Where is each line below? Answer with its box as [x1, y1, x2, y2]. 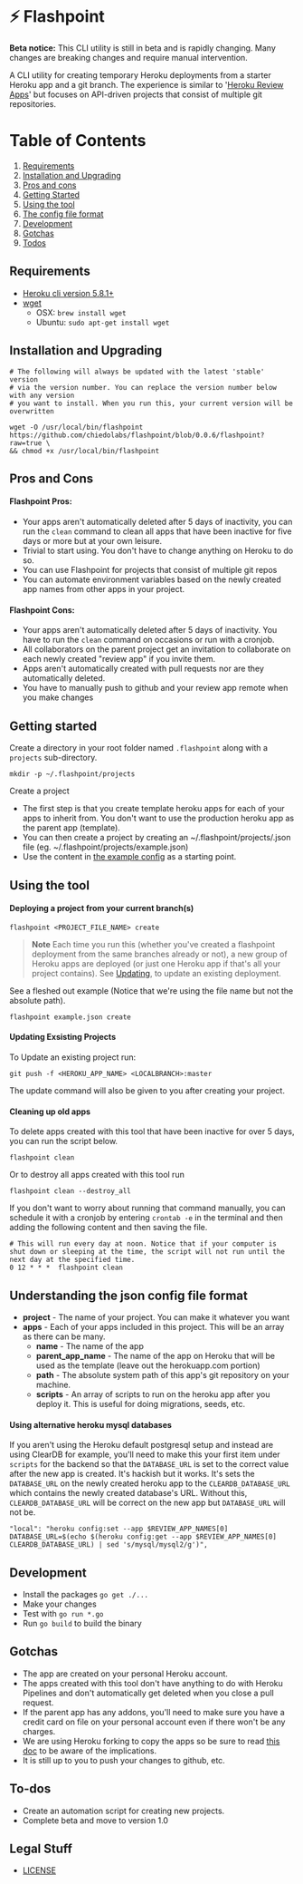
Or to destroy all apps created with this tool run [9, 1170, 185, 1180]
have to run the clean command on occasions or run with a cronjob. [22, 635, 275, 646]
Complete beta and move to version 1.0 [22, 1814, 169, 1826]
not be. [9, 1507, 36, 1518]
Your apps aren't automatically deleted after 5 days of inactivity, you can [22, 517, 293, 528]
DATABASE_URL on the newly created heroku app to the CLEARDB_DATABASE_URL [9, 1478, 291, 1489]
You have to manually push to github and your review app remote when [22, 683, 289, 694]
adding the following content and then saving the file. [9, 1222, 208, 1233]
